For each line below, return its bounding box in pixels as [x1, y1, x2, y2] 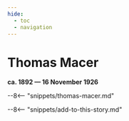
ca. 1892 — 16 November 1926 [7, 78, 98, 86]
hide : [7, 10, 24, 18]
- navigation [14, 23, 53, 31]
